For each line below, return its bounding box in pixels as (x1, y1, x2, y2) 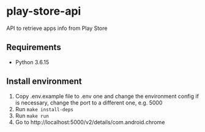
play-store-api (6, 4, 81, 18)
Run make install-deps (15, 105, 73, 112)
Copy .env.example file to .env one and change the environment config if (15, 92, 199, 100)
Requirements (6, 42, 61, 53)
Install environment (6, 76, 83, 87)
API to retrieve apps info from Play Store (6, 24, 108, 32)
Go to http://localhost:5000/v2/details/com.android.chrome (15, 118, 165, 126)
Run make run (15, 112, 49, 119)
